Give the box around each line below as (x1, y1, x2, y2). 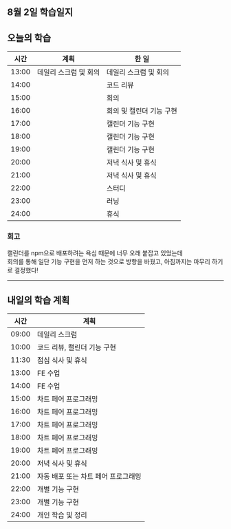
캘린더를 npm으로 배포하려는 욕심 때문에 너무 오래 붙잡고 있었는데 (7, 248, 184, 257)
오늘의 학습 (7, 32, 52, 43)
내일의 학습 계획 (7, 294, 70, 306)
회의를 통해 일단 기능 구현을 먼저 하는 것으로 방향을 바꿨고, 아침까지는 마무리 (7, 257, 211, 266)
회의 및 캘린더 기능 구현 (106, 106, 177, 116)
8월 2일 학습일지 (7, 6, 74, 19)
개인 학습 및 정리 (36, 510, 87, 520)
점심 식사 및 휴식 (36, 356, 87, 365)
